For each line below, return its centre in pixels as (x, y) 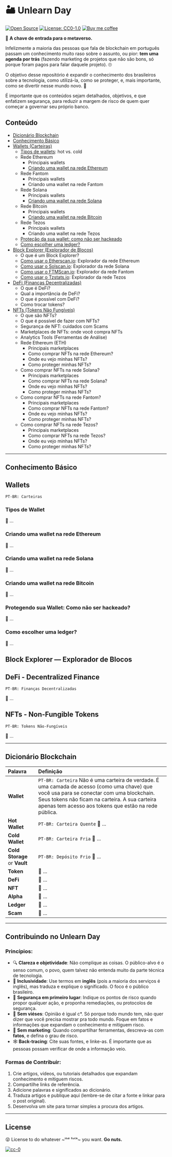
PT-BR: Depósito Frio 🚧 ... (70, 856)
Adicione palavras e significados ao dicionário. (62, 1090)
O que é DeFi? (35, 288)
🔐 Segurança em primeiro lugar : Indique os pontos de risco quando (84, 998)
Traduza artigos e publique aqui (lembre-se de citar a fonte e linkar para (89, 1095)
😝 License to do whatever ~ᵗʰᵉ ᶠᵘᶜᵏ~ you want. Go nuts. (64, 1140)
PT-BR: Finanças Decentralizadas (41, 689)
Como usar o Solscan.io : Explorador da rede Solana (75, 266)
